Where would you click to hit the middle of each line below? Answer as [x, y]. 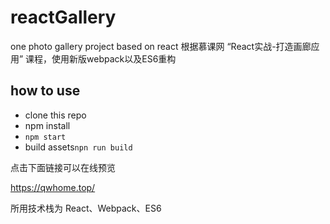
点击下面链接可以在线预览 [63, 167]
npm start [45, 137]
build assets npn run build [78, 147]
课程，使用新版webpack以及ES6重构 [101, 58]
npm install [47, 125]
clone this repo [55, 115]
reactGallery [63, 17]
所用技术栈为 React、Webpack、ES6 [86, 208]
